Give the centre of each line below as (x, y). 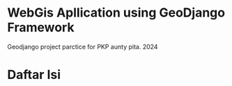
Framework (41, 27)
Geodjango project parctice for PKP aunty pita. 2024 (83, 46)
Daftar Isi (34, 75)
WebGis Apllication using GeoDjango (116, 13)
